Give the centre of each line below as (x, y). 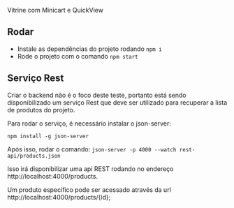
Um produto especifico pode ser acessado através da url (89, 190)
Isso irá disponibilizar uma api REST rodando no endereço (90, 169)
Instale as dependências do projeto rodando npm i (89, 49)
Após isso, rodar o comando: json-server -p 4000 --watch (92, 149)
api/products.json (34, 156)
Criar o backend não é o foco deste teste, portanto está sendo (97, 95)
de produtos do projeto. (41, 110)
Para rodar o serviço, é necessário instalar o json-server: (89, 123)
